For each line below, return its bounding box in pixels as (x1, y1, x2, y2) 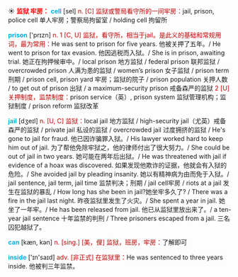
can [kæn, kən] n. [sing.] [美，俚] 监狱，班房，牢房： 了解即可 (8, 238, 188, 247)
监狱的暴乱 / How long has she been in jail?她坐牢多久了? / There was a (20, 188, 228, 196)
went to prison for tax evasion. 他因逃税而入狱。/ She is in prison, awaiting (8, 49, 225, 57)
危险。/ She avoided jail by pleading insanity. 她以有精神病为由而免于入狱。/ (8, 170, 229, 178)
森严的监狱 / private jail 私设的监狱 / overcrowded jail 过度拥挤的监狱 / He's (8, 125, 226, 134)
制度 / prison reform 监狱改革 (13, 102, 99, 110)
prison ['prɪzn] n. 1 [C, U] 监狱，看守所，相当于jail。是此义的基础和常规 (8, 31, 215, 39)
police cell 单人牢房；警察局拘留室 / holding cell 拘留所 (8, 16, 168, 24)
